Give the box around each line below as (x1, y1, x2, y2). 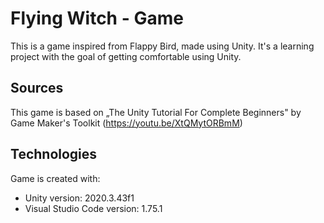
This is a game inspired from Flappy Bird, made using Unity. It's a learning (10, 40, 315, 52)
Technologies (10, 146, 98, 163)
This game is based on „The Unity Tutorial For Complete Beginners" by (10, 106, 302, 118)
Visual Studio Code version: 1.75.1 (24, 202, 163, 214)
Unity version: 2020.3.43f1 (24, 192, 135, 204)
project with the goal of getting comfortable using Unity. (10, 50, 242, 62)
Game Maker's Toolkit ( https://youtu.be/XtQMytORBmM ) (10, 117, 243, 129)
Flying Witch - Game (10, 7, 184, 30)
